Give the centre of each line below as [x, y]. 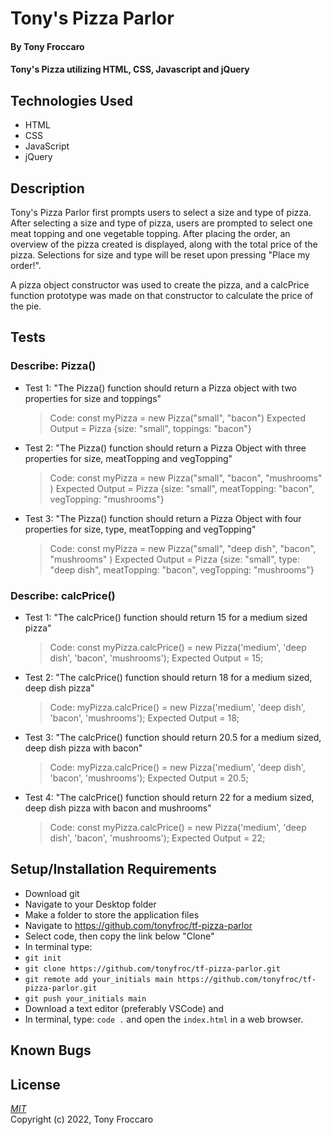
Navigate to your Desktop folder [90, 904]
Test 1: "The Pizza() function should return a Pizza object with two [160, 388]
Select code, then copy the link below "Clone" [119, 936]
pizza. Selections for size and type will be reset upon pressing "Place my [160, 255]
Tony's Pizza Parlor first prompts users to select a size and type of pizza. [161, 212]
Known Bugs [51, 1050]
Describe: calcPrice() [63, 595]
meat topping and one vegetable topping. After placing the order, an [150, 233]
